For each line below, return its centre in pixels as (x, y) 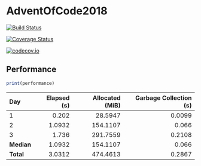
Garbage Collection (164, 98)
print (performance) (31, 83)
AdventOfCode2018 (57, 11)
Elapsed (58, 98)
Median (20, 145)
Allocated (106, 98)
